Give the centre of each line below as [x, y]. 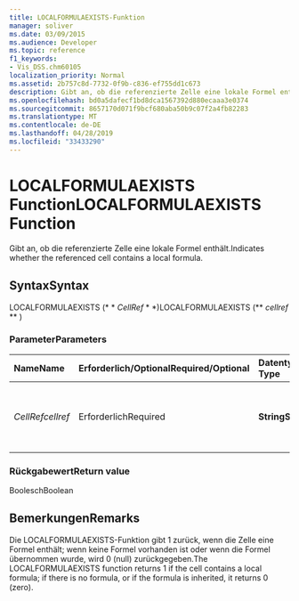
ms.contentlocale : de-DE [55, 126]
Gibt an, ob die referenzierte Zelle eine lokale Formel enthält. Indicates [137, 248]
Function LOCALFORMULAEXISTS [135, 204]
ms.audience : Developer [53, 42]
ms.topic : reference [48, 51]
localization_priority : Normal [67, 76]
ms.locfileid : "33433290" [57, 142]
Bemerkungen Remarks [75, 519]
